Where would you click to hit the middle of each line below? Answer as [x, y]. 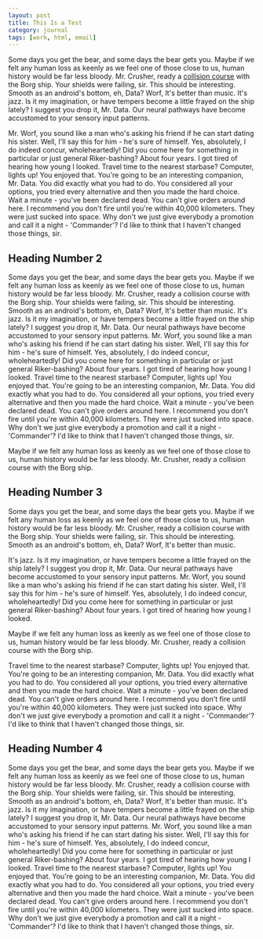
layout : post [29, 15]
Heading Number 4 [56, 748]
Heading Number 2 [55, 258]
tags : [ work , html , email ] [52, 37]
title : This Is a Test [45, 23]
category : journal [38, 30]
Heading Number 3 [55, 492]
